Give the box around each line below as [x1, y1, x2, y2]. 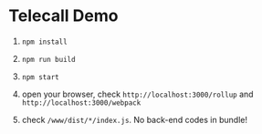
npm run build [21, 55, 76, 64]
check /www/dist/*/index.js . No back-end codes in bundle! [21, 114, 248, 125]
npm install [21, 37, 68, 46]
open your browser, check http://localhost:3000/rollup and [21, 88, 254, 99]
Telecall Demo [8, 5, 119, 26]
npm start [21, 72, 60, 82]
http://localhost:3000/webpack [21, 98, 141, 108]
